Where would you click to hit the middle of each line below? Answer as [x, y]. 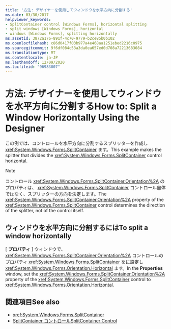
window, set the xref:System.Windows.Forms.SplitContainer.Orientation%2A [85, 274]
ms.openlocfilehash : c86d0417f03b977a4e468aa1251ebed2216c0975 [74, 43]
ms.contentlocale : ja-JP [32, 57]
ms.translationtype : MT [31, 53]
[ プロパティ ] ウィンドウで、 [35, 249]
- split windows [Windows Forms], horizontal [54, 29]
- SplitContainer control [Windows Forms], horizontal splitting [76, 24]
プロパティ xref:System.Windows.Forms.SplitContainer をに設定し [74, 262]
